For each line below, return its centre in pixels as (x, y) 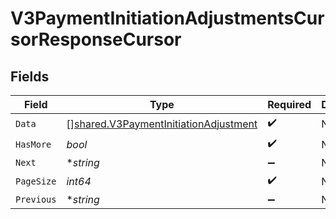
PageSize (36, 181)
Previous (36, 199)
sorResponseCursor (96, 39)
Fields (30, 76)
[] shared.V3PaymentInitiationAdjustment (162, 124)
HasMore (33, 144)
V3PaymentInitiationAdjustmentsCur (167, 18)
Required (289, 104)
